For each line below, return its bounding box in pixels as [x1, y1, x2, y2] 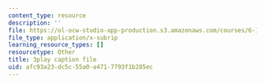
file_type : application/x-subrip [8, 33, 118, 42]
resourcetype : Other [8, 48, 77, 56]
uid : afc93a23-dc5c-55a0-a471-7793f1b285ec [8, 63, 154, 71]
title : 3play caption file [8, 56, 97, 64]
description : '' [8, 19, 62, 27]
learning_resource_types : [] [8, 41, 104, 49]
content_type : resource [8, 11, 87, 20]
